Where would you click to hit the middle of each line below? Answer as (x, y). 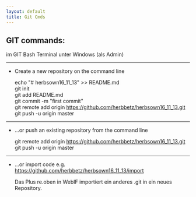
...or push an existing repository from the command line (81, 130)
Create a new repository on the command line (69, 71)
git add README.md (39, 95)
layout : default (26, 11)
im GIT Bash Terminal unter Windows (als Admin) (65, 54)
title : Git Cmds (26, 17)
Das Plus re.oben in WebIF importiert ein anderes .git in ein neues (93, 182)
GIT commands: (36, 41)
